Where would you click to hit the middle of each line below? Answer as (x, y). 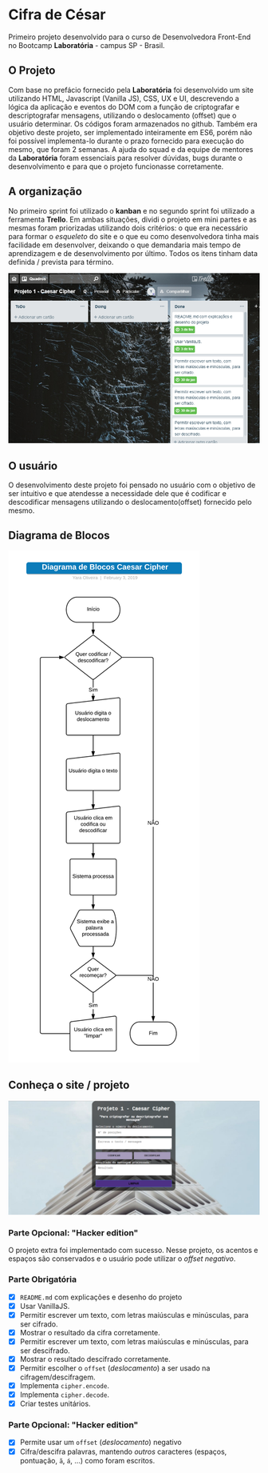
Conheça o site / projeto (69, 1085)
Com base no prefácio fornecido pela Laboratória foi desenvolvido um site (131, 90)
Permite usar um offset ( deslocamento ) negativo (100, 1443)
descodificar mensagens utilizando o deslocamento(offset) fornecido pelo (130, 502)
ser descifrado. (45, 1351)
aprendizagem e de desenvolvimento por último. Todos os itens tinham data (133, 253)
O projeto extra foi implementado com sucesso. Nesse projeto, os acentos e (133, 1251)
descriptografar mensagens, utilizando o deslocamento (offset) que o (122, 115)
